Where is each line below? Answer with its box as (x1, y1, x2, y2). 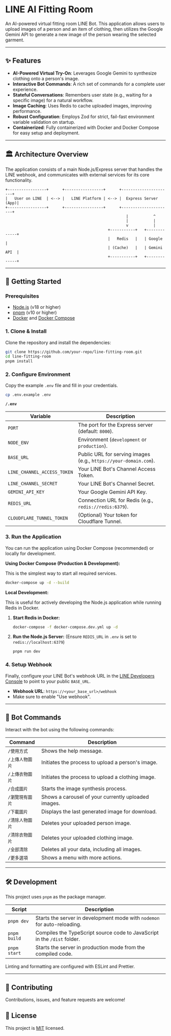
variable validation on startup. (12, 119, 75, 125)
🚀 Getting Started (5, 277, 62, 286)
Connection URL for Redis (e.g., (78, 497, 154, 504)
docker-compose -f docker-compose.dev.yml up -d (12, 624, 118, 629)
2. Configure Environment (5, 371, 71, 378)
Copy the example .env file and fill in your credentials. (5, 382, 118, 389)
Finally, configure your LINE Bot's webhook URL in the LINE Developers (5, 672, 155, 679)
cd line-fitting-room (5, 354, 51, 359)
